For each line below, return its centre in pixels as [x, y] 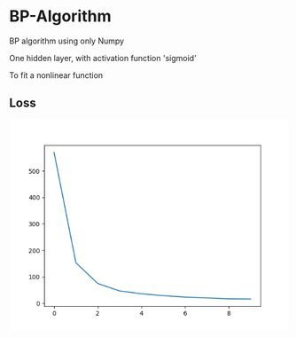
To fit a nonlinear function [56, 75]
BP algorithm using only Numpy [67, 41]
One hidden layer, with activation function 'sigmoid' [103, 58]
